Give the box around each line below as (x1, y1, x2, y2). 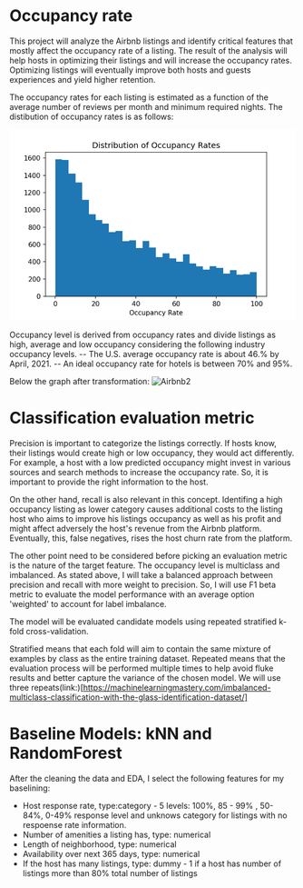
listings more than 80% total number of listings (22, 867, 198, 878)
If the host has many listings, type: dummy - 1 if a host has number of (22, 858, 282, 869)
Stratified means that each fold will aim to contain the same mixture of (9, 643, 271, 654)
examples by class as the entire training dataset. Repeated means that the (9, 653, 286, 664)
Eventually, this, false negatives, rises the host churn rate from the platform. (9, 533, 293, 544)
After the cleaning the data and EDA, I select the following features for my (9, 773, 284, 783)
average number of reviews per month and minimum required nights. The (9, 101, 283, 112)
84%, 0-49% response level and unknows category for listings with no (22, 810, 288, 821)
